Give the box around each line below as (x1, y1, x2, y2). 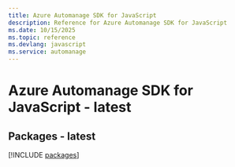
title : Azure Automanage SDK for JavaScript (8, 11, 157, 20)
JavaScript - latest (8, 99, 132, 116)
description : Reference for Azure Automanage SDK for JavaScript (8, 19, 227, 27)
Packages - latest (8, 129, 96, 143)
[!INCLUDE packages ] (8, 151, 80, 159)
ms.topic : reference (8, 33, 76, 42)
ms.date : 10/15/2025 (8, 26, 76, 34)
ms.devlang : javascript (8, 41, 87, 49)
